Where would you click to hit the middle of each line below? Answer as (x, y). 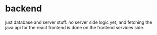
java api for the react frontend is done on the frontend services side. (75, 27)
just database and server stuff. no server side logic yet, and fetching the (79, 22)
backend (24, 9)
